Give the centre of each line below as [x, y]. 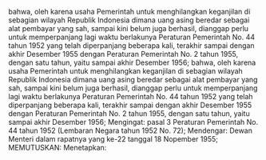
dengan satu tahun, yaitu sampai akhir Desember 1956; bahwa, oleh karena [132, 62]
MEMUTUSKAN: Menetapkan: [58, 148]
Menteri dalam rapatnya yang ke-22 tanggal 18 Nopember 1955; [113, 139]
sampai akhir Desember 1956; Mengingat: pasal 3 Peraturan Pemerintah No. [133, 122]
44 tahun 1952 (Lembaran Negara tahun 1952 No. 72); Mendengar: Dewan [131, 130]
